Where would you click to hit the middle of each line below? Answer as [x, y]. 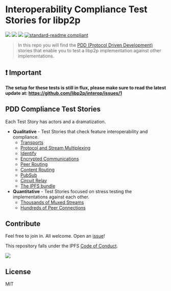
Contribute [23, 224]
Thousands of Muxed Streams [52, 202]
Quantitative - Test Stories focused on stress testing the [72, 191]
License [18, 272]
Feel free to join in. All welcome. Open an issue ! [55, 236]
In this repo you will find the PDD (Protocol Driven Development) [85, 45]
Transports [32, 142]
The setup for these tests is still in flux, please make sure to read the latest [86, 88]
